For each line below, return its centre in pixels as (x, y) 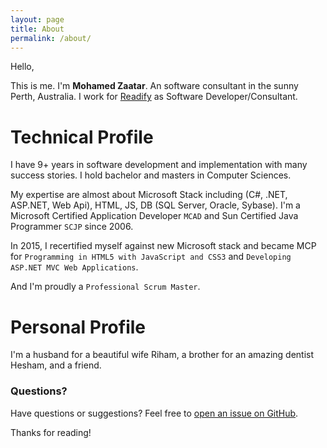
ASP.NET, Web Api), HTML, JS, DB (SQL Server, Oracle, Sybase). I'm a (155, 205)
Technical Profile (82, 137)
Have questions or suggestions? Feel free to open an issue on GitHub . (154, 413)
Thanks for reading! (51, 432)
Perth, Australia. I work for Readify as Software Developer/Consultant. (154, 97)
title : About (37, 29)
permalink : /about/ (51, 38)
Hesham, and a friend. (56, 365)
